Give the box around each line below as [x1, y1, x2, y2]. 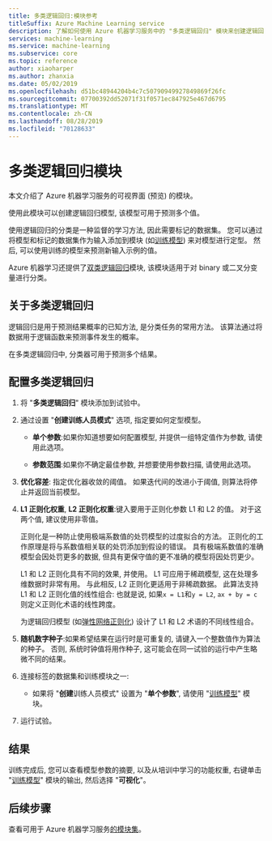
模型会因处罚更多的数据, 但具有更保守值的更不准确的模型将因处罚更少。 [19, 552, 259, 561]
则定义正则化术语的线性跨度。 [19, 600, 120, 609]
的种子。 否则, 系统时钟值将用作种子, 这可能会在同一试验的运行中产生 [19, 644, 251, 654]
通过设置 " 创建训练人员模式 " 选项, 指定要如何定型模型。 [19, 415, 206, 425]
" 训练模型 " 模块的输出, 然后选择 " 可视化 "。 [8, 775, 151, 785]
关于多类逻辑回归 [8, 299, 94, 313]
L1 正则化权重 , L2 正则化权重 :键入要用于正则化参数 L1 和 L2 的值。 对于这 [19, 504, 261, 514]
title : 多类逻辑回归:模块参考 [8, 11, 99, 20]
